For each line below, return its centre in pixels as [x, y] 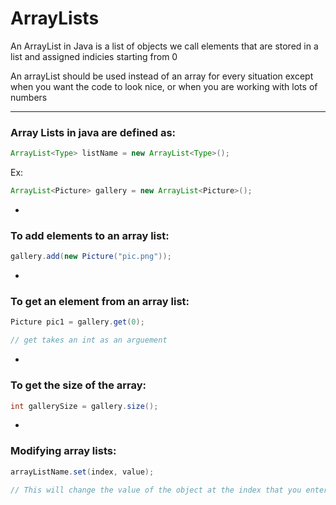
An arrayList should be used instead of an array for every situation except [162, 76]
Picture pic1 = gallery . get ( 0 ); [77, 322]
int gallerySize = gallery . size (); [84, 406]
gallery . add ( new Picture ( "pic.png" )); [91, 257]
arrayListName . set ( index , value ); [82, 472]
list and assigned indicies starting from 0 [94, 56]
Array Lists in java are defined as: [93, 132]
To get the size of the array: [78, 385]
